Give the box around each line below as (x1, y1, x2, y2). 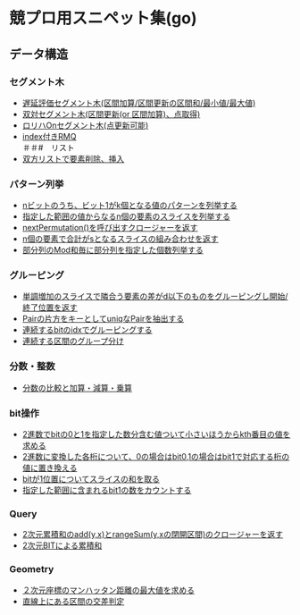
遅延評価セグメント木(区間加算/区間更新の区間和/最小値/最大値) (21, 97, 256, 108)
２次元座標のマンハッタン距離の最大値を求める (21, 585, 195, 595)
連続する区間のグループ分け (21, 336, 124, 347)
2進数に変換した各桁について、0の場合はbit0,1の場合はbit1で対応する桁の (21, 451, 290, 462)
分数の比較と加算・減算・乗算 (21, 382, 132, 393)
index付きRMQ (21, 131, 77, 141)
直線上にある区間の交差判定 (21, 595, 125, 606)
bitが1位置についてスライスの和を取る (21, 474, 161, 484)
